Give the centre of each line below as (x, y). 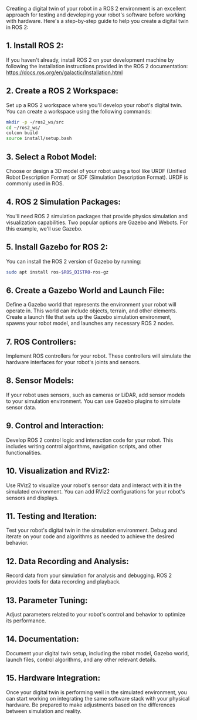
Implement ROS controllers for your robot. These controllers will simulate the (98, 356)
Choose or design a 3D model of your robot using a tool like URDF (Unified (96, 171)
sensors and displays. (33, 498)
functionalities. (24, 452)
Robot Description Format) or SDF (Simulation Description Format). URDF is (97, 177)
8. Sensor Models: (40, 381)
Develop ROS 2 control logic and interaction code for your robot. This (90, 440)
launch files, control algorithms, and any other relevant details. (81, 659)
